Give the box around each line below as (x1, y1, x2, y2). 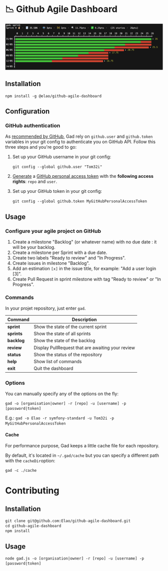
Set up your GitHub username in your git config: (12, 154, 111, 160)
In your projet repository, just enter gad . (5, 306, 86, 312)
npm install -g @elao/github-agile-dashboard (5, 93, 101, 99)
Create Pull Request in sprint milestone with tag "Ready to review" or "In (12, 276, 161, 282)
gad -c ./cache (5, 468, 37, 473)
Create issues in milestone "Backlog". (12, 260, 90, 266)
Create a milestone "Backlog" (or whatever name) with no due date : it (12, 238, 157, 245)
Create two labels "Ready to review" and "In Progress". (12, 254, 126, 260)
